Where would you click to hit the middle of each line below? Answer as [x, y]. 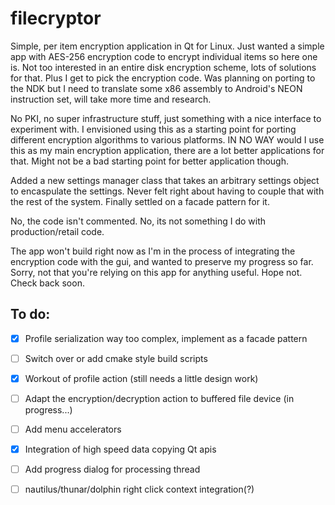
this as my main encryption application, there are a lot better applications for [167, 150]
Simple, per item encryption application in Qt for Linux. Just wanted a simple [167, 46]
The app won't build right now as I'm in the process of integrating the [153, 251]
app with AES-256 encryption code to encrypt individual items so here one [164, 56]
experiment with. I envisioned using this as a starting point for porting [153, 129]
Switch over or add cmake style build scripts [116, 358]
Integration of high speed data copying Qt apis [120, 449]
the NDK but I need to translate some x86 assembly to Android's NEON [156, 88]
